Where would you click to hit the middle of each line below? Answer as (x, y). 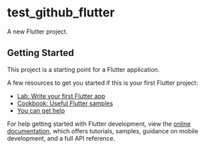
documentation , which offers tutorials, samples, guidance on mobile (102, 131)
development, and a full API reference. (61, 138)
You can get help (41, 110)
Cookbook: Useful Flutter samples (65, 103)
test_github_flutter (61, 13)
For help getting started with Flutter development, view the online (99, 124)
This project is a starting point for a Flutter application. (83, 69)
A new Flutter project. (38, 31)
